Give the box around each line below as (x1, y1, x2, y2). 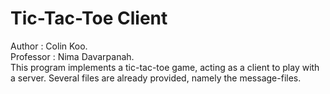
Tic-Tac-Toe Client (10, 7, 168, 30)
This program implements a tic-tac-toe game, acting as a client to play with (10, 61, 320, 73)
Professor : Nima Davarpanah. (10, 50, 135, 62)
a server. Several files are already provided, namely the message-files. (10, 72, 302, 84)
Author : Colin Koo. (10, 40, 88, 52)
